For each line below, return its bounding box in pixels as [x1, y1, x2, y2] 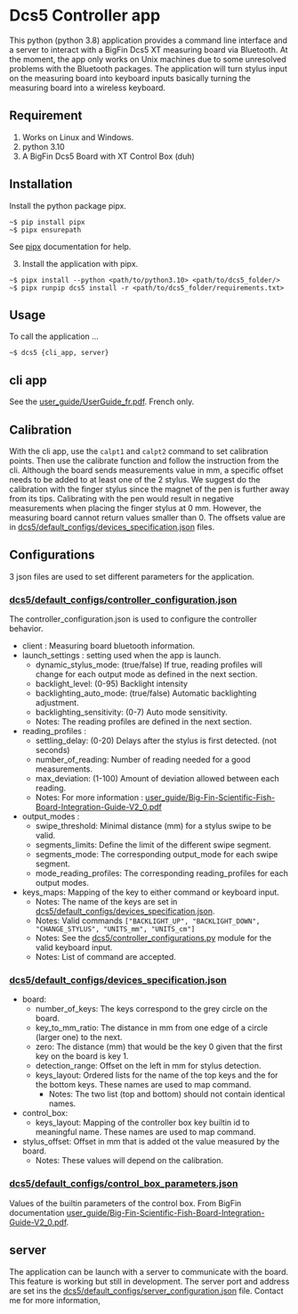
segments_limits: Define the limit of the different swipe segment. [35, 839, 271, 850]
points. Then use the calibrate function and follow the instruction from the [9, 456, 279, 466]
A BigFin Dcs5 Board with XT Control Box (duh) [21, 151, 196, 161]
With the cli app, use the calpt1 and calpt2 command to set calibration [9, 446, 269, 456]
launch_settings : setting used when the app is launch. [21, 650, 221, 661]
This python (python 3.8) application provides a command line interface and [9, 35, 287, 45]
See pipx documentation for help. [9, 241, 132, 252]
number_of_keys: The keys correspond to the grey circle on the [35, 1004, 269, 1014]
